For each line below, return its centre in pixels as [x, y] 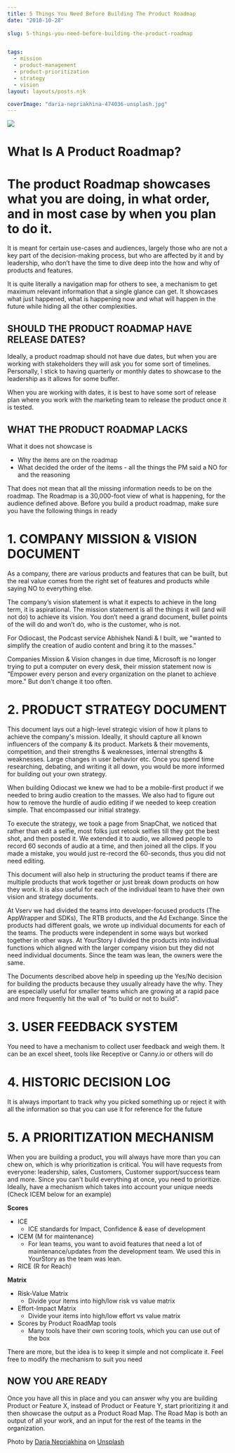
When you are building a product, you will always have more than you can [114, 1157]
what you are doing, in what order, [109, 199]
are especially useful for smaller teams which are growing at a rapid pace [113, 991]
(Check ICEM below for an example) [60, 1194]
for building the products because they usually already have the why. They [115, 983]
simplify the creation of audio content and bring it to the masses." [102, 645]
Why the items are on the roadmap [67, 460]
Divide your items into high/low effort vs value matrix [104, 1315]
